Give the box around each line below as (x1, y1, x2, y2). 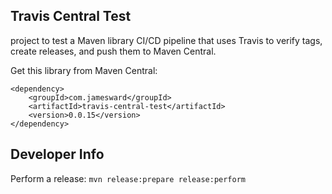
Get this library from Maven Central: (10, 64, 158, 76)
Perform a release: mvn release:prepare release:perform (10, 172, 247, 184)
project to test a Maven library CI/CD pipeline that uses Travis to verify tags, (10, 34, 323, 46)
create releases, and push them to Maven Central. (10, 45, 217, 57)
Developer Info (10, 146, 105, 163)
